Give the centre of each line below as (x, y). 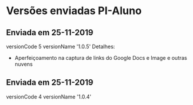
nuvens (24, 64)
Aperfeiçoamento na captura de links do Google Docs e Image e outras (101, 58)
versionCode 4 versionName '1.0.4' (49, 96)
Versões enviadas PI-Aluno (74, 11)
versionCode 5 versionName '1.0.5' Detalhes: (61, 46)
